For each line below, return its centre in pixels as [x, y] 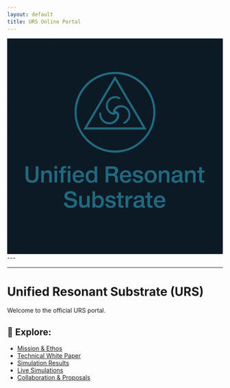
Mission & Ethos [40, 348]
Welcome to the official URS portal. [56, 311]
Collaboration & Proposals [54, 378]
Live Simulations [40, 370]
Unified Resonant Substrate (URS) [105, 292]
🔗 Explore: [29, 332]
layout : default [30, 14]
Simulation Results [43, 363]
